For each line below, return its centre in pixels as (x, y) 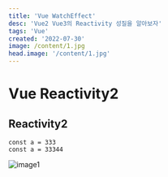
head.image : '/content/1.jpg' (60, 54)
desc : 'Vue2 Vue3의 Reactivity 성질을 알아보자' (85, 24)
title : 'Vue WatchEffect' (52, 16)
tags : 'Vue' (28, 31)
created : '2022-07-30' (47, 39)
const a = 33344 (36, 149)
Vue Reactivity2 (64, 94)
